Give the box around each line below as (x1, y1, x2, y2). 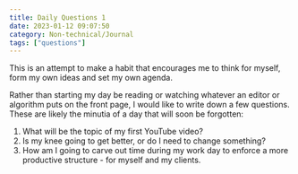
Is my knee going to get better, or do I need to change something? (21, 135, 267, 146)
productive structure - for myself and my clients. (21, 154, 201, 166)
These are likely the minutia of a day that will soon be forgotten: (9, 109, 244, 119)
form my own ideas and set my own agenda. (9, 73, 173, 83)
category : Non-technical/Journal (9, 30, 134, 39)
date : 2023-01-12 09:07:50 (9, 22, 110, 30)
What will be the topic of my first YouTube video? (21, 126, 204, 137)
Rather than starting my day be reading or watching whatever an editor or (9, 90, 280, 100)
